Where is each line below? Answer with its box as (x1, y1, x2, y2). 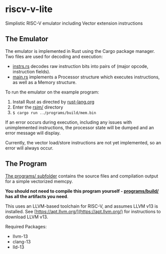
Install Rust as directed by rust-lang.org (12, 99, 95, 105)
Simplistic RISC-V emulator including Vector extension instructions (5, 20, 143, 26)
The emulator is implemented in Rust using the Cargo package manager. (5, 48, 155, 54)
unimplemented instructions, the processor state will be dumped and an (5, 124, 154, 130)
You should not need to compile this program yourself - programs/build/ (5, 188, 159, 194)
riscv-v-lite (5, 4, 53, 15)
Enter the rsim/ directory (12, 104, 63, 110)
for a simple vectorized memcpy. (5, 178, 73, 184)
